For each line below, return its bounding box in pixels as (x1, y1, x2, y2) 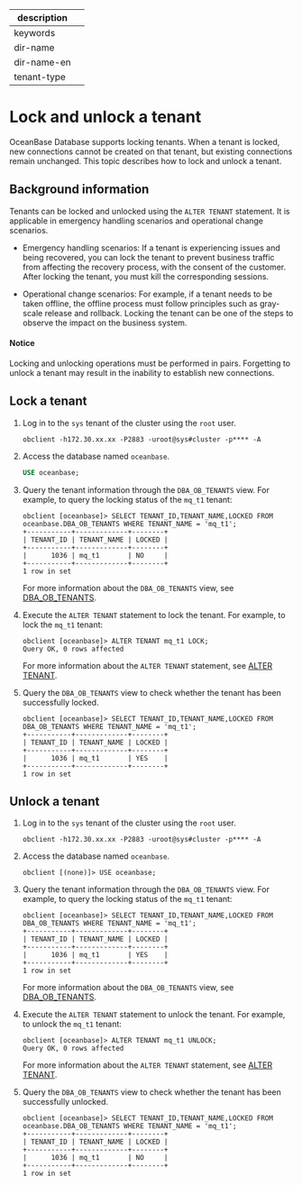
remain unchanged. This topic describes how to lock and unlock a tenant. (9, 155, 282, 166)
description (17, 12, 68, 23)
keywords (14, 27, 56, 39)
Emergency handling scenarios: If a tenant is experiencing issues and (22, 242, 281, 253)
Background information (9, 182, 150, 197)
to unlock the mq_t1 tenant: (22, 1018, 122, 1030)
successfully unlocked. (22, 1097, 108, 1108)
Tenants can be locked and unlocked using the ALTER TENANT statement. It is (9, 205, 290, 216)
